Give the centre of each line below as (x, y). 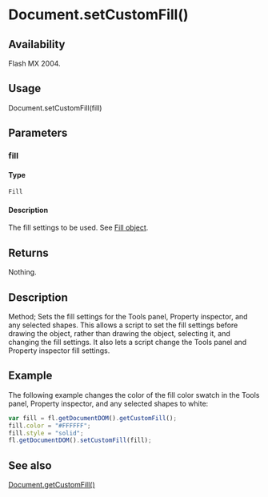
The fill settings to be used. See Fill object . (78, 228)
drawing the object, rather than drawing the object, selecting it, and (119, 334)
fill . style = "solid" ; (46, 433)
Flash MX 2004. (35, 63)
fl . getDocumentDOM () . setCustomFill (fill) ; (80, 441)
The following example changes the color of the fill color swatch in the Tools (134, 395)
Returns (29, 253)
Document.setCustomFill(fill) (55, 108)
